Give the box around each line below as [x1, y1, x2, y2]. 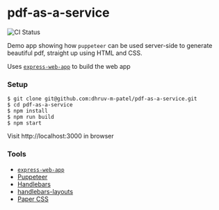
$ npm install [7, 108, 49, 115]
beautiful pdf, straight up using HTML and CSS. [7, 49, 143, 57]
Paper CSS [17, 195, 49, 203]
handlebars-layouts [17, 187, 74, 195]
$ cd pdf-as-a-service [7, 102, 73, 108]
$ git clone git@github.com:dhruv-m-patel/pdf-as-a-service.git [7, 95, 197, 102]
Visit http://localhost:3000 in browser [7, 132, 115, 140]
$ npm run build [7, 113, 54, 121]
